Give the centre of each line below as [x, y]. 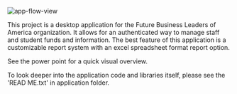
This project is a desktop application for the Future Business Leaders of [112, 25]
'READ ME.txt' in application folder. [59, 83]
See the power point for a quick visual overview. [77, 61]
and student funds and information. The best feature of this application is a [117, 40]
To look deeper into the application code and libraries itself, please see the [116, 75]
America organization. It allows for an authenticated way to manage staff [114, 32]
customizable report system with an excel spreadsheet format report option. [119, 47]
